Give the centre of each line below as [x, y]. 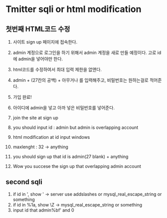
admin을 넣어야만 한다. [41, 59]
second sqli [24, 182]
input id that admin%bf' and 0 [43, 210]
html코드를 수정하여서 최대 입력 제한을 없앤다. [57, 69]
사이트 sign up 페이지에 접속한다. [45, 42]
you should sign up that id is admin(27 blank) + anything [71, 157]
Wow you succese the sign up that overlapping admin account [77, 166]
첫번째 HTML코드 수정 [38, 29]
